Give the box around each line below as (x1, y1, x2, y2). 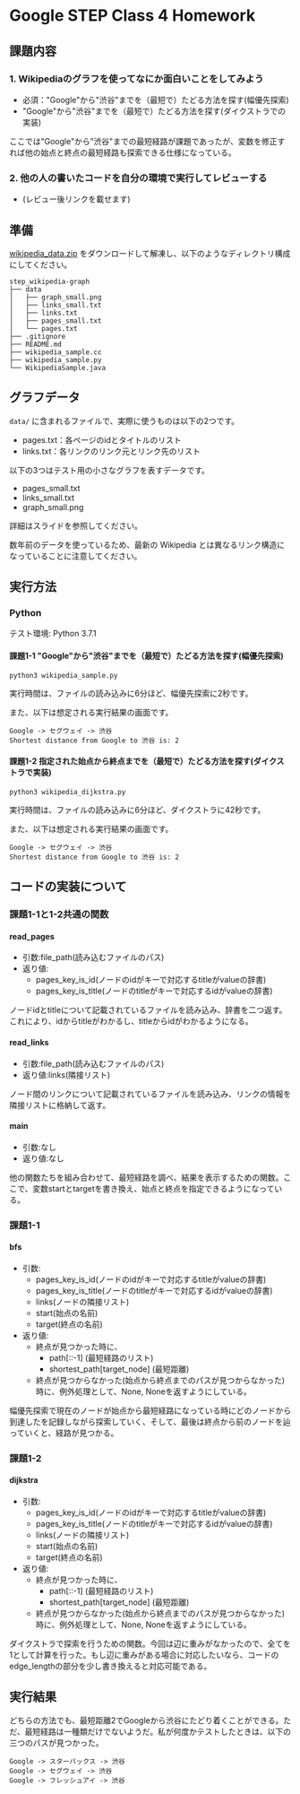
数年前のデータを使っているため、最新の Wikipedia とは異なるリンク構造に (9, 539, 285, 550)
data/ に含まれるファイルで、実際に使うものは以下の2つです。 (9, 415, 240, 426)
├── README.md (9, 340, 63, 349)
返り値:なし (21, 1153, 64, 1164)
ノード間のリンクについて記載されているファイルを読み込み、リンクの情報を (9, 1088, 292, 1099)
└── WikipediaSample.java (9, 363, 106, 372)
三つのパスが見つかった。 (9, 1737, 104, 1748)
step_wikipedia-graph (9, 277, 90, 286)
